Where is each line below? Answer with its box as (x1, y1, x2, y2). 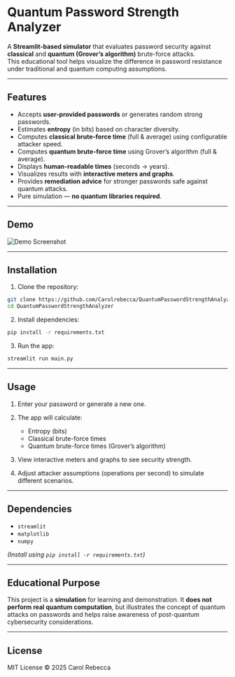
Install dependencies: (17, 316, 80, 324)
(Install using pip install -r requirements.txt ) (7, 550, 145, 559)
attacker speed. (17, 139, 63, 148)
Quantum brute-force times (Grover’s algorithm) (27, 442, 166, 450)
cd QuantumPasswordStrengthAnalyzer (7, 302, 114, 310)
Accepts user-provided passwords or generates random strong (17, 110, 203, 118)
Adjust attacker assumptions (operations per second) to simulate (17, 468, 204, 477)
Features (7, 92, 47, 104)
